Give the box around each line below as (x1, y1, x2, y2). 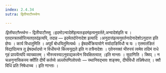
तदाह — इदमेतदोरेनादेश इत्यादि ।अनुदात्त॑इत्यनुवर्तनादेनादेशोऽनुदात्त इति (49, 35, 159, 41)
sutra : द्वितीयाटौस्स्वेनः (5, 12, 41, 17)
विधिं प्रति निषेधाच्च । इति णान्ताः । (5, 62, 59, 69)
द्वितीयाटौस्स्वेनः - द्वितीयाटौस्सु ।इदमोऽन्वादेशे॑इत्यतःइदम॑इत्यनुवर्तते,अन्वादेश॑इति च (5, 29, 127, 35)
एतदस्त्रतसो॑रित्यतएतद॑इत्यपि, (5, 35, 48, 41)
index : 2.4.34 (5, 7, 35, 12)
